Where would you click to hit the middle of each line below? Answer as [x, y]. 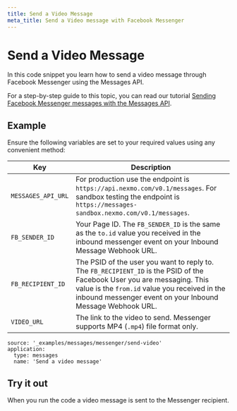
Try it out [28, 383]
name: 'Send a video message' [58, 362]
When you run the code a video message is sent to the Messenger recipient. [118, 400]
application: [26, 350]
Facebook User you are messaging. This [142, 280]
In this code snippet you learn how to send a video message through [107, 75]
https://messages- [106, 205]
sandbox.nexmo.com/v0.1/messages [132, 213]
